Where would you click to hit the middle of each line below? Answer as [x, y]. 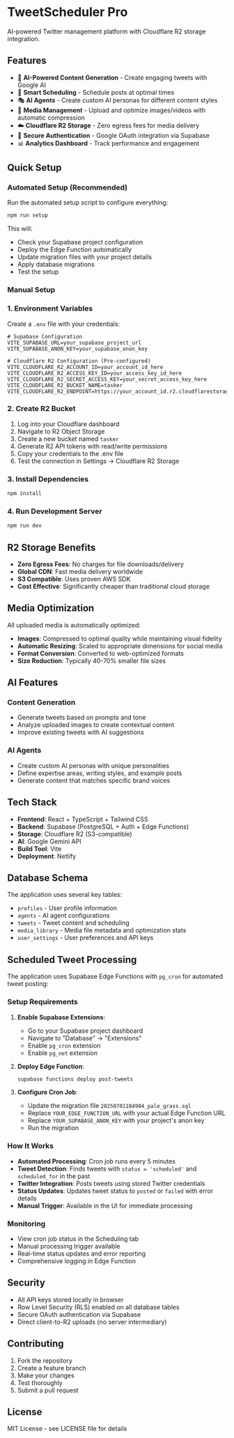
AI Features [33, 683]
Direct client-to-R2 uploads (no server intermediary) [92, 1322]
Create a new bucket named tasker [68, 439]
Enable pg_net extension [63, 1053]
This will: [20, 229]
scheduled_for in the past [54, 1176]
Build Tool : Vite [39, 849]
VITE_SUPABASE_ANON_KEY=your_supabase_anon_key [78, 349]
